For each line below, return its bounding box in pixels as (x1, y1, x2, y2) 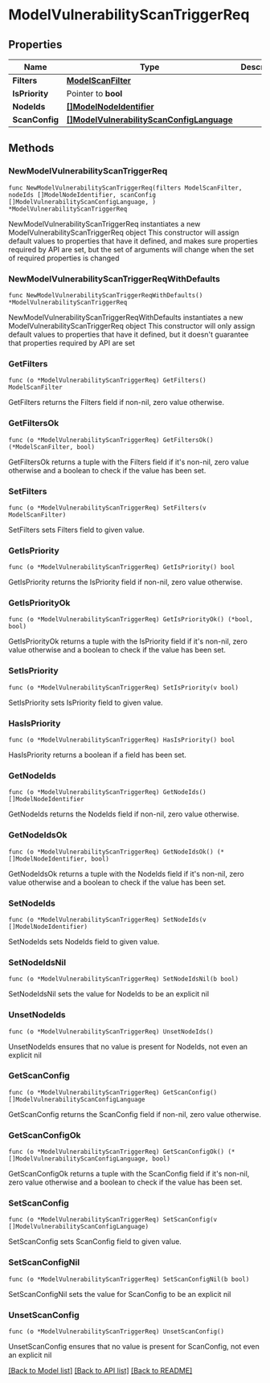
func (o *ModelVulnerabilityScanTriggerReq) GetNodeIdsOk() (8, 848, 215, 856)
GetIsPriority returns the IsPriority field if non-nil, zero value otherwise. (8, 577, 243, 587)
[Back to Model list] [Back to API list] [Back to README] (8, 1366, 193, 1376)
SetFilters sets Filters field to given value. (8, 525, 145, 534)
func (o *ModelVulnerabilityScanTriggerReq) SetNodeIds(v (8, 915, 207, 923)
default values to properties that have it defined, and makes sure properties (8, 235, 259, 246)
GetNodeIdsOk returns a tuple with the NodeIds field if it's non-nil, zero (8, 869, 244, 878)
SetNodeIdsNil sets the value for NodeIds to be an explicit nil (8, 989, 210, 999)
